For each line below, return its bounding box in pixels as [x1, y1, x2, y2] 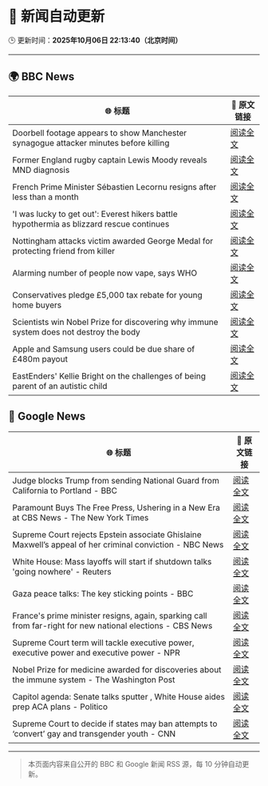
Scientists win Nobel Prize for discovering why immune [12, 316, 219, 327]
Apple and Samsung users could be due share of [12, 343, 195, 355]
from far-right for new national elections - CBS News [12, 620, 213, 631]
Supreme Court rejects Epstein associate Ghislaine [12, 529, 202, 540]
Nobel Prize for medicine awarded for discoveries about [12, 664, 222, 675]
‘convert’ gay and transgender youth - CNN [12, 728, 176, 739]
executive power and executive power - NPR [12, 647, 181, 658]
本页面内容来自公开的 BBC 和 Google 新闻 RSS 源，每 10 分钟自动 [27, 759, 242, 768]
